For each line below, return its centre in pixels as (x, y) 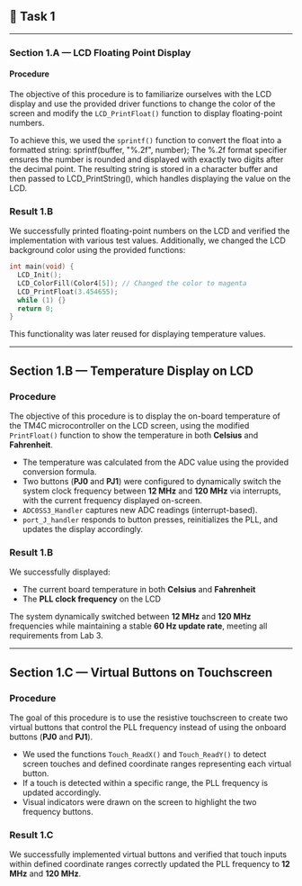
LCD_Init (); (40, 276)
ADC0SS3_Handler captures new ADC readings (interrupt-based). (140, 511)
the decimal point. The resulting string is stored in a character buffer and (144, 168)
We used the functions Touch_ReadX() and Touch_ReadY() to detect (144, 755)
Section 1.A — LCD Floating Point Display (100, 52)
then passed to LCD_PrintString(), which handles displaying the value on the (150, 178)
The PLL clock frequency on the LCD (92, 599)
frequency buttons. (58, 812)
